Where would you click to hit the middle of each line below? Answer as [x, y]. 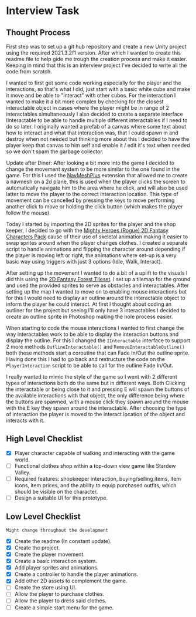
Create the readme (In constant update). [63, 541]
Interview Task [43, 11]
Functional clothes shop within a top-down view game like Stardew [95, 466]
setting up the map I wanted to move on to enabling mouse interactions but [97, 291]
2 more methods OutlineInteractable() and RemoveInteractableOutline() [96, 347]
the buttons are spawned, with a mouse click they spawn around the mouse [97, 402]
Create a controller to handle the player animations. [76, 574]
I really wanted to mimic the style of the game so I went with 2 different [92, 377]
